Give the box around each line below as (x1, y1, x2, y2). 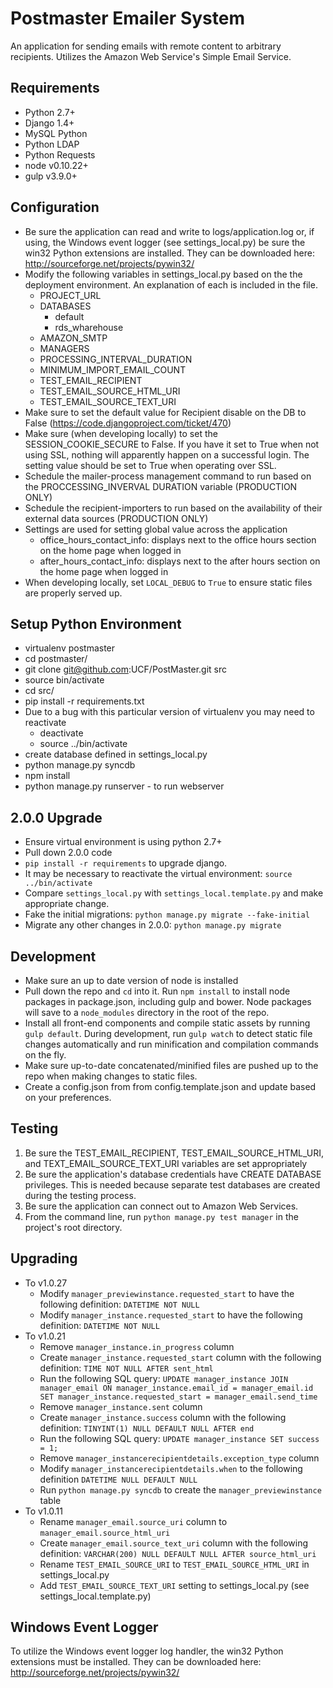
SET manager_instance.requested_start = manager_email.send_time (39, 1392, 318, 1402)
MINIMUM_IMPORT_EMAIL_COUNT (39, 363, 187, 376)
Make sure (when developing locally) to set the (24, 427, 218, 439)
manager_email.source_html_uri (39, 1528, 171, 1538)
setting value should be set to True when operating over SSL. (24, 459, 277, 471)
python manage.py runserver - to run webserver (24, 780, 225, 792)
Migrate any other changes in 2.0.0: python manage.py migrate (24, 919, 282, 931)
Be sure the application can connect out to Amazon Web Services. (24, 1200, 299, 1212)
